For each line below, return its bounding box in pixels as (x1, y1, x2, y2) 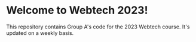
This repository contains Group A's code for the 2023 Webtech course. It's (6, 23, 190, 30)
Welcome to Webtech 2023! (6, 4, 148, 17)
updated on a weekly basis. (6, 29, 74, 36)
